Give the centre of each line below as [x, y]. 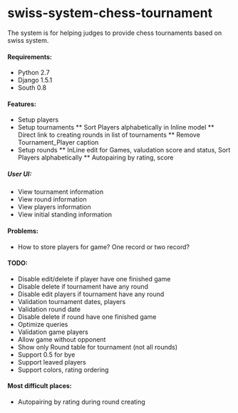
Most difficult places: [40, 386]
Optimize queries [43, 324]
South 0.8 [32, 88]
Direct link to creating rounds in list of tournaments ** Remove [109, 135]
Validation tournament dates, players [72, 301]
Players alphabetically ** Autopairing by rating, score [95, 157]
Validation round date [49, 309]
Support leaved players [52, 362]
